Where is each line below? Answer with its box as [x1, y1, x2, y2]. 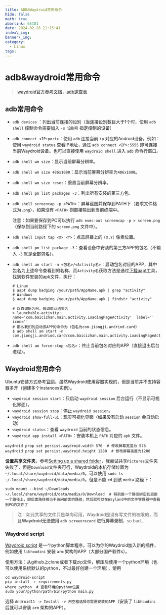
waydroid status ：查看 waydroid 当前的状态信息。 [12, 427, 114, 433]
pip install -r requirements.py [5, 579, 72, 585]
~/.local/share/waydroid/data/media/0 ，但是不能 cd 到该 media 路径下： [5, 477, 153, 483]
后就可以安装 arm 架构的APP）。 [5, 605, 68, 611]
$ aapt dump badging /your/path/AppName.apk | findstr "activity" [12, 297, 152, 302]
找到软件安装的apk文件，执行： [12, 274, 77, 280]
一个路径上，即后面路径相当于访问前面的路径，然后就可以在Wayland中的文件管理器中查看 [5, 497, 161, 502]
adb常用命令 [5, 105, 43, 113]
